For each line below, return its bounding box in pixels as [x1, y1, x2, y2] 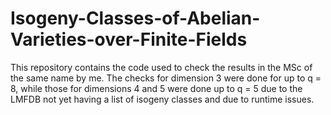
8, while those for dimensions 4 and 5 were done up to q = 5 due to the [10, 82, 303, 94]
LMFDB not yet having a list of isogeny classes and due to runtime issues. [10, 93, 315, 105]
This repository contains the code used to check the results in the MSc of [10, 61, 313, 73]
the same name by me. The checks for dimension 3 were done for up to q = [10, 72, 322, 84]
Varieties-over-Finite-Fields [10, 28, 248, 51]
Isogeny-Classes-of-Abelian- [10, 7, 261, 30]
